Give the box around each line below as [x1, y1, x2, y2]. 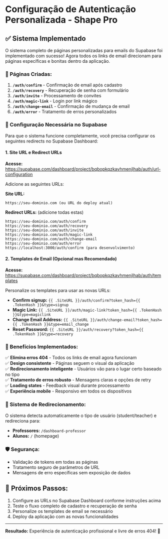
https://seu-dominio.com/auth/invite [5, 227, 84, 233]
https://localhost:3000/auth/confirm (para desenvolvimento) [5, 245, 135, 250]
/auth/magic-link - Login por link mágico [12, 98, 97, 104]
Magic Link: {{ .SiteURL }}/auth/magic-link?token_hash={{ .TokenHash [12, 307, 162, 313]
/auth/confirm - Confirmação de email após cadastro [12, 82, 122, 88]
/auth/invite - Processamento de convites [12, 93, 101, 99]
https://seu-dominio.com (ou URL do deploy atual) [5, 200, 113, 205]
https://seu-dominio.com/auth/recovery [5, 223, 88, 228]
